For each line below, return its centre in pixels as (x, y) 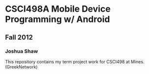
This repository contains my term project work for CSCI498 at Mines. (75, 61)
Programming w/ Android (58, 19)
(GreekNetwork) (21, 67)
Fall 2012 (19, 37)
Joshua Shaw (22, 51)
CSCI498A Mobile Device (58, 9)
